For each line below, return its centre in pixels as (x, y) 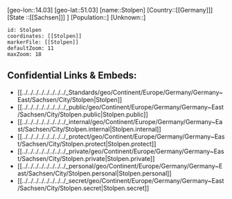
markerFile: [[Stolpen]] (43, 42)
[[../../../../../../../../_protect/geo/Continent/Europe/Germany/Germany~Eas (121, 136)
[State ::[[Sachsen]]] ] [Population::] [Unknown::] (77, 17)
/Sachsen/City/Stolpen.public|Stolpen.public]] (83, 114)
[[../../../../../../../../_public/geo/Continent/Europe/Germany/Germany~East (120, 107)
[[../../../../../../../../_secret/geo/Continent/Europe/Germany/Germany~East (121, 180)
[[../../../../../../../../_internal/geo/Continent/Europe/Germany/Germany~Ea (120, 121)
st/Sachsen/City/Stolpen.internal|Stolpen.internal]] (89, 129)
